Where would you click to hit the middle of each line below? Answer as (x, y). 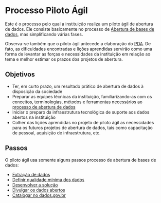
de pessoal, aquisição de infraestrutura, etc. (56, 133)
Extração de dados (31, 174)
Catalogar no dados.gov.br (39, 195)
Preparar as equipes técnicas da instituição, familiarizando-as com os (82, 96)
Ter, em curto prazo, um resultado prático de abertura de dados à (78, 86)
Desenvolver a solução (35, 185)
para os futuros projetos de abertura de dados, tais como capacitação (82, 128)
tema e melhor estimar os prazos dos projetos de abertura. (64, 59)
